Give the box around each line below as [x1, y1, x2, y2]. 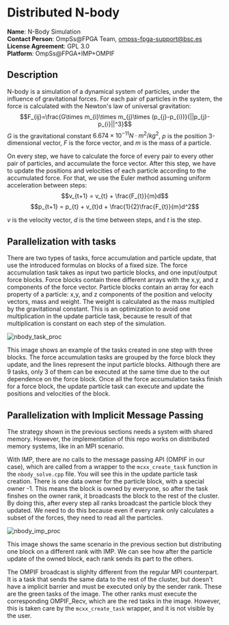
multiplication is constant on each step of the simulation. [7, 320, 166, 328]
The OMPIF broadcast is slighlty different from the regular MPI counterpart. [7, 568, 219, 576]
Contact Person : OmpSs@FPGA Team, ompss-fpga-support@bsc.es [7, 34, 202, 42]
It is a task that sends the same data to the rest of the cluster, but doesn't [7, 575, 213, 583]
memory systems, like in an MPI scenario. [7, 442, 124, 450]
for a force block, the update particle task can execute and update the [7, 382, 204, 391]
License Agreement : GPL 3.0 [7, 42, 90, 50]
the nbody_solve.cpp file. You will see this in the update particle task [7, 470, 198, 479]
